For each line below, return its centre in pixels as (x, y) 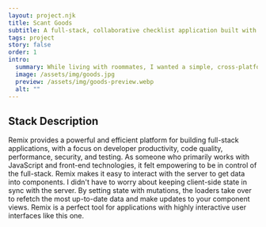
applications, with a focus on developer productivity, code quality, (116, 149)
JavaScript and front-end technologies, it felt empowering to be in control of (133, 165)
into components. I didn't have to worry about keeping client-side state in (128, 182)
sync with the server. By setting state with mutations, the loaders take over (130, 191)
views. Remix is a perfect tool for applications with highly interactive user (127, 207)
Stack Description (53, 121)
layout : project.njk (42, 15)
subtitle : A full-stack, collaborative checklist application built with (133, 30)
